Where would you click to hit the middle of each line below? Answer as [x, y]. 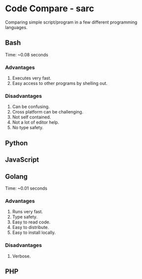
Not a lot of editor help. [36, 122]
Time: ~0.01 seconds [26, 188]
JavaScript [22, 160]
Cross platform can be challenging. [48, 112]
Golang [16, 177]
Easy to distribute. [30, 227]
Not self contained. [31, 117]
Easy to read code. [31, 222]
